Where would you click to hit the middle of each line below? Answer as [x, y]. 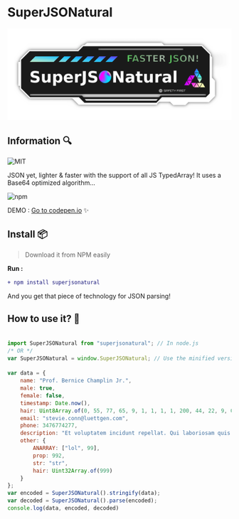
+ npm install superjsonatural [54, 283]
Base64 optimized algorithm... [52, 183]
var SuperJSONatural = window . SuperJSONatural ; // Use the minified [111, 358]
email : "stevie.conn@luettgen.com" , [75, 418]
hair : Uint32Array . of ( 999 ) [73, 471]
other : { [33, 441]
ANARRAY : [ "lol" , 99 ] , [67, 449]
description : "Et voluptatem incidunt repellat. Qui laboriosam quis [126, 433]
